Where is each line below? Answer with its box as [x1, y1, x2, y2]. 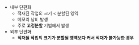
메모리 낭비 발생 [17, 17, 48, 22]
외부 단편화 [9, 29, 32, 34]
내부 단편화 [9, 4, 32, 10]
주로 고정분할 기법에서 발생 [17, 22, 69, 28]
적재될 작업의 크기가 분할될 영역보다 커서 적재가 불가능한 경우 [17, 35, 134, 41]
